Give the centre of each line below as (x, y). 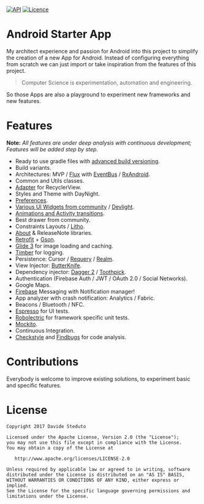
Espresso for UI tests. (42, 311)
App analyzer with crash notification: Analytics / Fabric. (85, 298)
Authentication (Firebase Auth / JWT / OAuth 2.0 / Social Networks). (101, 278)
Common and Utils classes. (50, 180)
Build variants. (33, 167)
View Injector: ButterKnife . (48, 265)
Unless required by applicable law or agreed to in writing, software (98, 469)
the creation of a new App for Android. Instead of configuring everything (98, 58)
